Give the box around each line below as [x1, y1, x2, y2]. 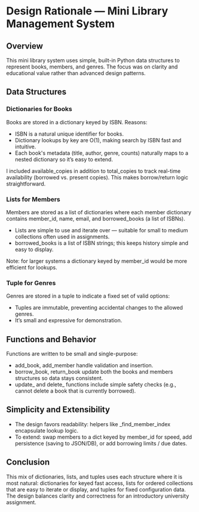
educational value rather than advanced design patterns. [6, 70, 146, 76]
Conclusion [6, 457, 50, 468]
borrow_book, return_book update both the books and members [14, 368, 173, 376]
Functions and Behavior [6, 334, 97, 345]
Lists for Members [6, 195, 61, 203]
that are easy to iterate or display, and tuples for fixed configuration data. [6, 486, 186, 493]
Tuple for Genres [6, 279, 56, 287]
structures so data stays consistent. [14, 375, 103, 382]
